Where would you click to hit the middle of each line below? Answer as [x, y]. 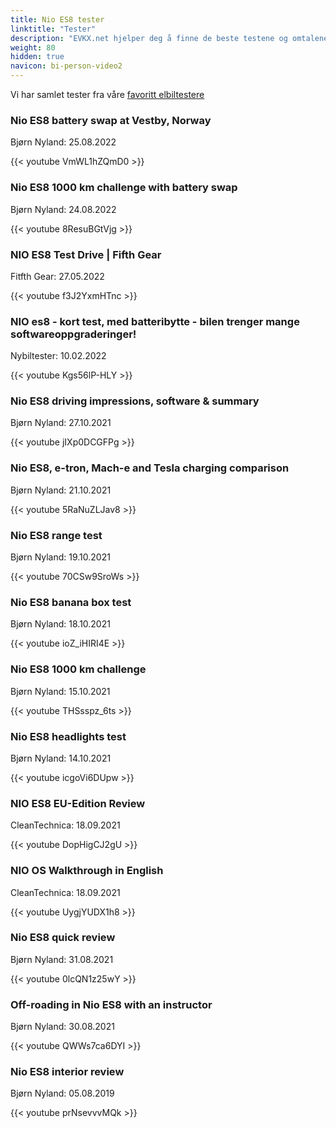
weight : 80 [33, 47]
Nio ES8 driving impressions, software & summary [135, 401]
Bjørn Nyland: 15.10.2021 [60, 691]
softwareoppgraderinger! [73, 334]
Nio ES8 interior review [67, 1072]
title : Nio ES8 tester [57, 19]
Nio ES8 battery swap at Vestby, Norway [111, 120]
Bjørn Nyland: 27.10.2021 [61, 423]
